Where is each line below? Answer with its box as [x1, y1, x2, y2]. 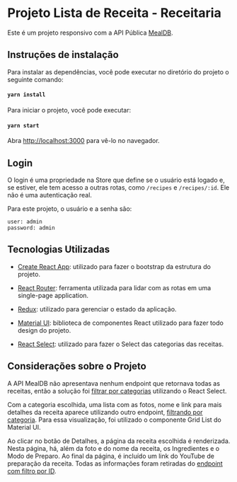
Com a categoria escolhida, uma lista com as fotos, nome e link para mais [7, 400, 222, 408]
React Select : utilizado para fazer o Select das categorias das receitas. [17, 340, 224, 348]
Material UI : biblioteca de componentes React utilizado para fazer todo [17, 319, 224, 327]
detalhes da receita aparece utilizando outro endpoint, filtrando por [7, 408, 203, 416]
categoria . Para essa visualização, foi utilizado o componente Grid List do [7, 415, 221, 424]
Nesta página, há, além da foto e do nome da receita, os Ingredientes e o [7, 444, 220, 452]
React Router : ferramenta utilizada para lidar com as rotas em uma [17, 283, 212, 292]
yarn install [7, 91, 46, 98]
